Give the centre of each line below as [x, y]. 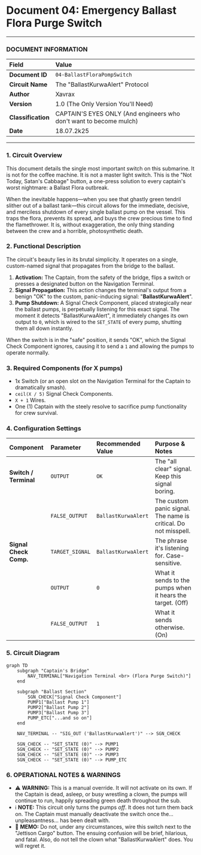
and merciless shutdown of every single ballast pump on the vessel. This [96, 212]
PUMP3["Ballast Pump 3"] [59, 712]
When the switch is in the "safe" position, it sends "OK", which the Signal [96, 339]
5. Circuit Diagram [33, 653]
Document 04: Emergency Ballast [92, 10]
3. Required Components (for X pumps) [64, 368]
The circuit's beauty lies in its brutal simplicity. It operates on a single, [92, 259]
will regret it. [30, 846]
